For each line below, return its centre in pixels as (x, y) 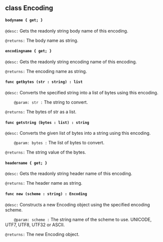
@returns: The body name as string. (42, 40)
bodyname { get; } (24, 20)
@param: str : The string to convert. (51, 102)
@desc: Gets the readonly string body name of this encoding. (67, 31)
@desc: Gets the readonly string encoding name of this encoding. (71, 62)
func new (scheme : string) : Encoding (46, 194)
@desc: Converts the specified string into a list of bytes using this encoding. (82, 93)
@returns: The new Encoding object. (42, 234)
